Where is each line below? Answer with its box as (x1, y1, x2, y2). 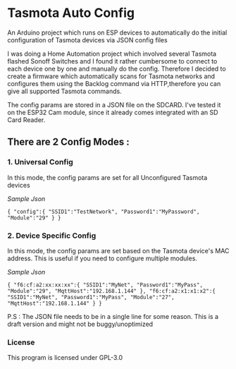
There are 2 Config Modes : (7, 136, 130, 148)
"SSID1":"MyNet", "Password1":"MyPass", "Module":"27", (7, 294, 175, 301)
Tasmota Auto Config (7, 5, 135, 21)
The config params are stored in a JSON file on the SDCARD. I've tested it (7, 100, 221, 109)
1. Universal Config (7, 157, 74, 167)
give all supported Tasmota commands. (7, 87, 122, 95)
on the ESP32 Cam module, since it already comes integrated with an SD (7, 108, 218, 116)
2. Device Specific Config (7, 231, 97, 241)
